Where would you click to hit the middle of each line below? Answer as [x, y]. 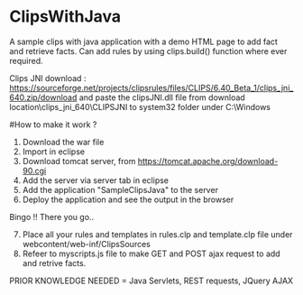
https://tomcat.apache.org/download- [208, 161]
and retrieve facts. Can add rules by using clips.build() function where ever [148, 51]
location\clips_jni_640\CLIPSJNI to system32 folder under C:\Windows [140, 106]
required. [26, 60]
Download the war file [63, 142]
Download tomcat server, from [79, 161]
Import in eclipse [54, 152]
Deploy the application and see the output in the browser [128, 199]
